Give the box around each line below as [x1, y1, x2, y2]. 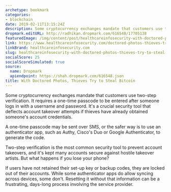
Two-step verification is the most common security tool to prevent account [5, 144, 162, 150]
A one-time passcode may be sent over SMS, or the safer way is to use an [5, 123, 161, 130]
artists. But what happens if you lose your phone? [5, 155, 109, 161]
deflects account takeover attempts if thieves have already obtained [5, 108, 148, 114]
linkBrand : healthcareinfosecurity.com [5, 45, 90, 50]
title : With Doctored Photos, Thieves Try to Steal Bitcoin [5, 78, 136, 83]
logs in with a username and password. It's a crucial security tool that [5, 103, 151, 109]
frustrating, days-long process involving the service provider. [5, 181, 134, 187]
